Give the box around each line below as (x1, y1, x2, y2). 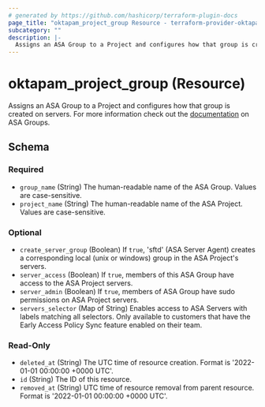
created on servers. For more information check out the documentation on (8, 110, 250, 119)
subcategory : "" (8, 26, 62, 34)
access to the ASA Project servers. (19, 278, 133, 288)
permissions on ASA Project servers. (19, 295, 140, 304)
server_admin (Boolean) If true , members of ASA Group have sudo (19, 287, 235, 297)
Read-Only (8, 340, 51, 351)
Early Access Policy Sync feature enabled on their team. (19, 320, 203, 330)
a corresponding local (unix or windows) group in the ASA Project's (19, 253, 239, 263)
